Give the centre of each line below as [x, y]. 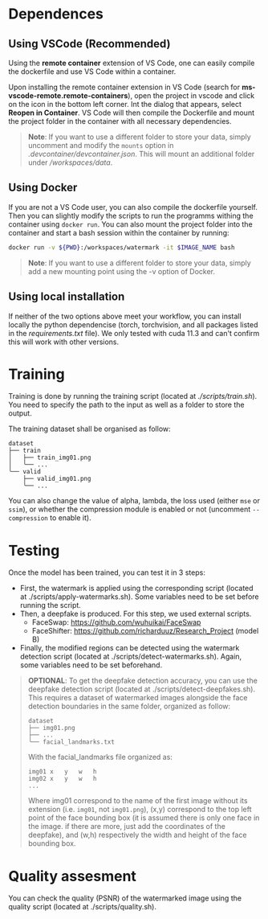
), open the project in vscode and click [191, 96]
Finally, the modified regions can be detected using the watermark [130, 648]
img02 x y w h [62, 779]
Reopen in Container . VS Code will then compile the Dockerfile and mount [132, 113]
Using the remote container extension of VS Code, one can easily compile [132, 63]
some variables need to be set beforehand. [91, 665]
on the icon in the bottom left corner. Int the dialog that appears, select [125, 104]
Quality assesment [72, 876]
